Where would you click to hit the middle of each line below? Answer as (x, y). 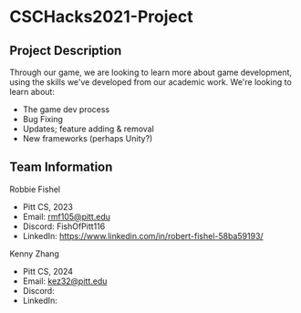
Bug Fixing (43, 119)
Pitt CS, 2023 (47, 206)
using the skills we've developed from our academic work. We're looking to (150, 82)
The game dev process (66, 110)
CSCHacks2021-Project (101, 17)
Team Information (61, 167)
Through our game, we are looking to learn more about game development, (151, 72)
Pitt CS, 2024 (48, 271)
